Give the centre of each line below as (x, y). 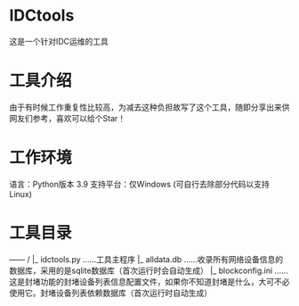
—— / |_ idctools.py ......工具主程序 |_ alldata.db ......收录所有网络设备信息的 (146, 259)
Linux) (21, 194)
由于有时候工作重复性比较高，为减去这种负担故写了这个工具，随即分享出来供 (149, 107)
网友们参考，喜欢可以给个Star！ (68, 118)
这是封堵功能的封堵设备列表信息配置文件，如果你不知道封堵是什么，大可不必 (149, 281)
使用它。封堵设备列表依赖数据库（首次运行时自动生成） (110, 293)
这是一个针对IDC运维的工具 (59, 41)
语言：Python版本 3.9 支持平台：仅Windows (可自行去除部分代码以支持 (139, 184)
